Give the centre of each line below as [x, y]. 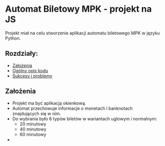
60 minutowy [33, 134]
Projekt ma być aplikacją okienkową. [49, 103]
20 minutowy [33, 124]
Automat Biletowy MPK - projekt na [78, 9]
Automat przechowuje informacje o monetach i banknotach [72, 108]
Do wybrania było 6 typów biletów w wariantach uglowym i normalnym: [85, 119]
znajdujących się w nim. [36, 113]
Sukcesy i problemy [32, 76]
